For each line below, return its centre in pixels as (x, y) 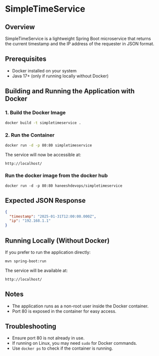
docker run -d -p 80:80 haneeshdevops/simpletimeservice (64, 186)
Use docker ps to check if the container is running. (62, 348)
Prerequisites (26, 59)
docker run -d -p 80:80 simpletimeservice (48, 145)
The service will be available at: (36, 270)
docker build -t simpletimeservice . (43, 123)
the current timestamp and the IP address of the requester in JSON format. (79, 44)
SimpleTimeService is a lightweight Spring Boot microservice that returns (78, 38)
